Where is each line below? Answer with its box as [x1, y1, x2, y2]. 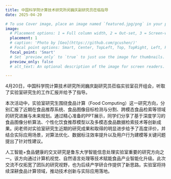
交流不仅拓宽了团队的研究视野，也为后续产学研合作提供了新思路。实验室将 [5, 162, 161, 168]
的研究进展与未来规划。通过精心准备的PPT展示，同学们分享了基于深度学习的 [5, 113, 165, 119]
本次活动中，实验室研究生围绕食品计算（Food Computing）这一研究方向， [5, 100, 161, 106]
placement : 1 [10, 36, 38, 41]
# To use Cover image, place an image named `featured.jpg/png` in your [5, 21, 163, 26]
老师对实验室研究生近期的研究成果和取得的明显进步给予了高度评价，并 [18, 126, 166, 132]
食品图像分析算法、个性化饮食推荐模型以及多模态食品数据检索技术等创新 [5, 119, 157, 125]
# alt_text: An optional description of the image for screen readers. [10, 64, 165, 69]
